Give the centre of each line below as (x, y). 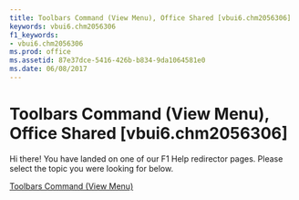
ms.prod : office (40, 52)
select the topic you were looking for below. (92, 168)
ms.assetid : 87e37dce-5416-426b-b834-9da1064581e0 (108, 60)
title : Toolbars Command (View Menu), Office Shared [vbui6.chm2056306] (150, 18)
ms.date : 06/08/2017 (49, 69)
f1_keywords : (34, 35)
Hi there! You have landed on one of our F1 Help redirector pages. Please (146, 158)
